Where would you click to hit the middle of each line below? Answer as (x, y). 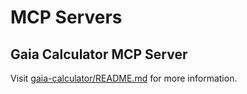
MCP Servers (66, 17)
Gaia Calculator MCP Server (99, 54)
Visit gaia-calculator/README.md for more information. (124, 78)
